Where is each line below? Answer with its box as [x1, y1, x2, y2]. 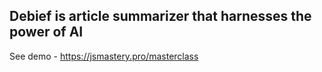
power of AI [9, 24, 84, 41]
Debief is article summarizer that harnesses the [9, 8, 312, 25]
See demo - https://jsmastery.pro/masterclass [9, 50, 199, 62]
